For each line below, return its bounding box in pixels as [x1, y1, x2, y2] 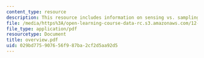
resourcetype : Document [6, 31, 67, 37]
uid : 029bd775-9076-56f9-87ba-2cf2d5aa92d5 [6, 43, 118, 49]
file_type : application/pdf [6, 25, 78, 32]
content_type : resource [6, 8, 67, 15]
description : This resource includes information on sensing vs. [6, 14, 175, 21]
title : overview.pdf [6, 37, 59, 43]
